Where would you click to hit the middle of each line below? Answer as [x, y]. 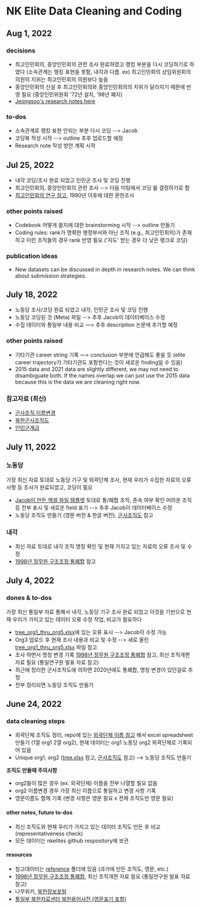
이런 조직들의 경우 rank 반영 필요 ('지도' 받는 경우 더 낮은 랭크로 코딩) [107, 240]
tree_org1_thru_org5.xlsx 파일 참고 [56, 647]
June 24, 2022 [34, 704]
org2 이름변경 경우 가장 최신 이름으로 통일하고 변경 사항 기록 [85, 791]
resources [19, 855]
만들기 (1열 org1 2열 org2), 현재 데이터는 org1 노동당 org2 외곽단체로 [95, 742]
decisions [21, 51]
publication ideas [32, 256]
